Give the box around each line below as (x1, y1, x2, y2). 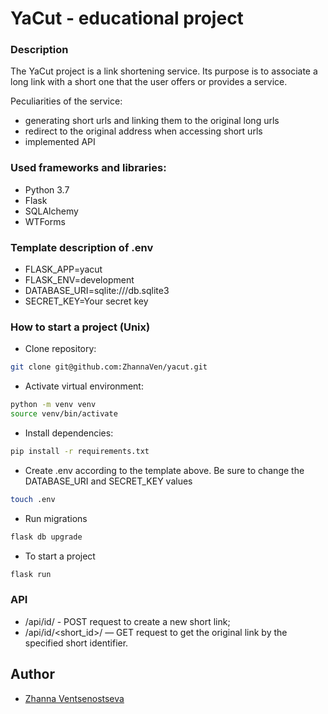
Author (10, 666, 55, 683)
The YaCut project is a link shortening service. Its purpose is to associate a (10, 65, 318, 77)
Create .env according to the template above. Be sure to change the (24, 464, 305, 476)
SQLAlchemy (24, 205, 79, 217)
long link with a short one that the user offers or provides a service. (10, 76, 288, 88)
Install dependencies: (24, 427, 114, 439)
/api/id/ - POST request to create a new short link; (24, 615, 231, 627)
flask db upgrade (10, 532, 83, 542)
